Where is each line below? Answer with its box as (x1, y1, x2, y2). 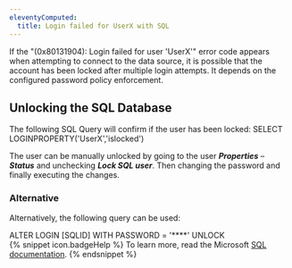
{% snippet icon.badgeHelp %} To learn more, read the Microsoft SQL (9, 239, 267, 250)
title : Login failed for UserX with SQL (17, 21, 170, 30)
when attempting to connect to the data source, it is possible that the (9, 55, 263, 66)
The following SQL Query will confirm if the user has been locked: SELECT (9, 124, 283, 135)
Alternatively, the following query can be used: (9, 212, 181, 223)
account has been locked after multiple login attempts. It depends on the (9, 64, 277, 76)
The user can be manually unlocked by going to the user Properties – (9, 151, 265, 162)
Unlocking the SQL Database (9, 100, 172, 115)
